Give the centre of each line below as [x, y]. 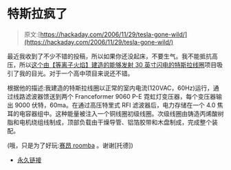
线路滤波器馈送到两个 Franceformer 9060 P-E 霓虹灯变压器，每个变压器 [114, 96]
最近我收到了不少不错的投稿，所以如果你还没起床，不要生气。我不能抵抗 [109, 56]
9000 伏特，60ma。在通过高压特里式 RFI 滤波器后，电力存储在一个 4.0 [115, 105]
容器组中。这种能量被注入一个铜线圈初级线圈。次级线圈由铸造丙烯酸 [121, 113]
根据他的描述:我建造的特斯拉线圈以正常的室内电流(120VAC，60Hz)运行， [110, 88]
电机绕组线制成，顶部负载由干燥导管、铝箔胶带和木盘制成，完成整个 [115, 122]
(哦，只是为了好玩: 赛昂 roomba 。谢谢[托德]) [70, 145]
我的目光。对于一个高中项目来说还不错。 [76, 73]
